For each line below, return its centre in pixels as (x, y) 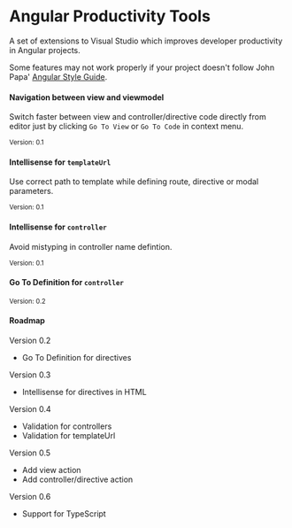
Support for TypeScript (64, 513)
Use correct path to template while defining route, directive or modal (134, 182)
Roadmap (27, 321)
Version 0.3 (30, 375)
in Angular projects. (45, 50)
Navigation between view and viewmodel (87, 97)
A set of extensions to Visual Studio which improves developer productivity (146, 41)
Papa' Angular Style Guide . (58, 76)
